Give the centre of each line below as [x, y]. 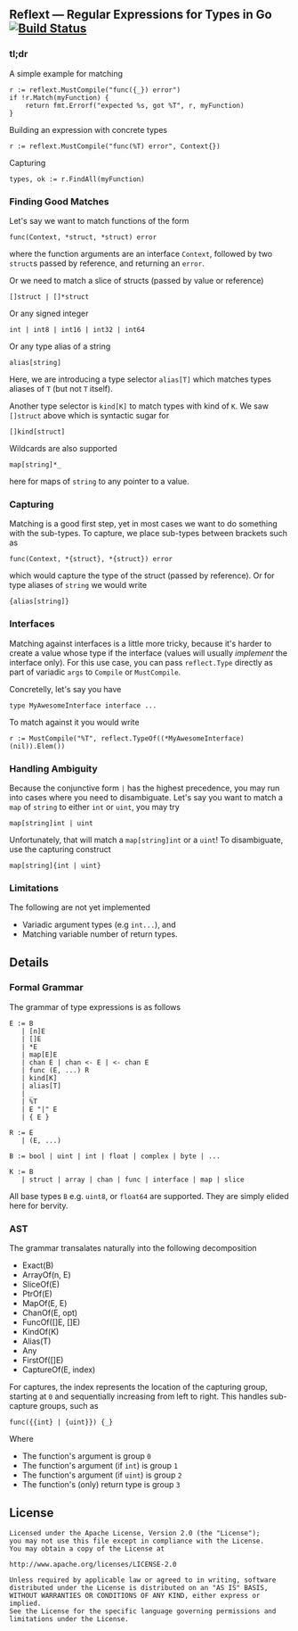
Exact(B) [38, 1265]
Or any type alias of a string [60, 346]
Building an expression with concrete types [88, 129]
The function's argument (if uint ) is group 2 [102, 1475]
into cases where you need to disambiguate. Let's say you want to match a [146, 797]
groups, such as [69, 1406]
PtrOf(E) [37, 1294]
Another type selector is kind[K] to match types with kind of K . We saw [139, 406]
